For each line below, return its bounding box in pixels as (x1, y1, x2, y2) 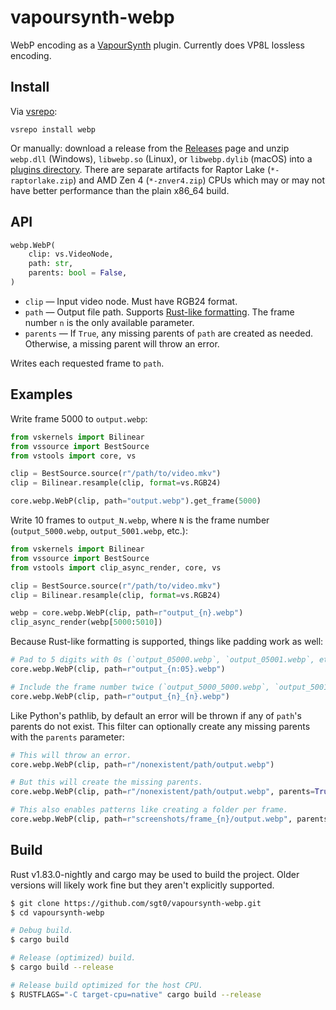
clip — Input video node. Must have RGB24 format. (24, 295, 238, 307)
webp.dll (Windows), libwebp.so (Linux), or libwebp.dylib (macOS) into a (10, 152, 313, 165)
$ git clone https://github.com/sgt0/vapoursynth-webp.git (10, 898, 262, 908)
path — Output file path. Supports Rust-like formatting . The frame (24, 306, 295, 318)
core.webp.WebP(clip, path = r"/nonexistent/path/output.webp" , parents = (10, 787, 315, 797)
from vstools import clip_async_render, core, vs (10, 562, 222, 573)
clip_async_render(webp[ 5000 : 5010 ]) (10, 617, 163, 628)
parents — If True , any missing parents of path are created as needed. (24, 327, 313, 339)
